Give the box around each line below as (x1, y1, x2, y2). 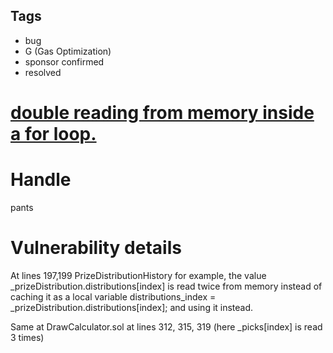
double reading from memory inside (10, 102, 315, 124)
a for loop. (10, 123, 97, 145)
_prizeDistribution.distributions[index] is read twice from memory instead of (10, 280, 323, 292)
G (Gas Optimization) (24, 45, 112, 57)
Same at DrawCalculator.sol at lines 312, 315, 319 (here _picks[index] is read (10, 320, 323, 333)
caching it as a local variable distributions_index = (10, 290, 217, 303)
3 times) (10, 331, 45, 343)
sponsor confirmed (24, 55, 105, 68)
